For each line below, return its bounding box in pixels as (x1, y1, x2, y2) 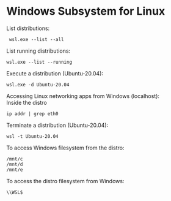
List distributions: (6, 25, 50, 32)
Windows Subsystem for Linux (6, 4, 166, 18)
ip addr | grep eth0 (6, 110, 59, 117)
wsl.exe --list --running (6, 59, 72, 65)
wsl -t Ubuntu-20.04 (6, 133, 59, 139)
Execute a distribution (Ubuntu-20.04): (6, 69, 104, 77)
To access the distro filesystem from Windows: (6, 177, 125, 184)
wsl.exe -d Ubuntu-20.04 (6, 82, 70, 88)
